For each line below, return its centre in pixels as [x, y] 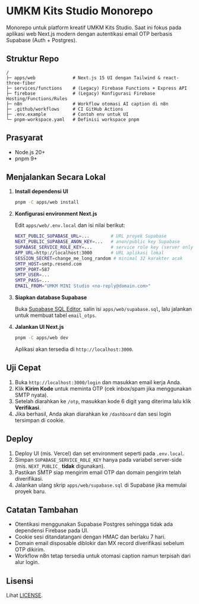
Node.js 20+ [30, 152]
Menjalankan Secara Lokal [56, 177]
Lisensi [20, 581]
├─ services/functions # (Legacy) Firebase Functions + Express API [97, 88]
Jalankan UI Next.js [39, 327]
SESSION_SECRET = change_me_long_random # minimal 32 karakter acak [99, 258]
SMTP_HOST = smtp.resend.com [48, 264]
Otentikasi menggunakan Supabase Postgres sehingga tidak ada [94, 524]
